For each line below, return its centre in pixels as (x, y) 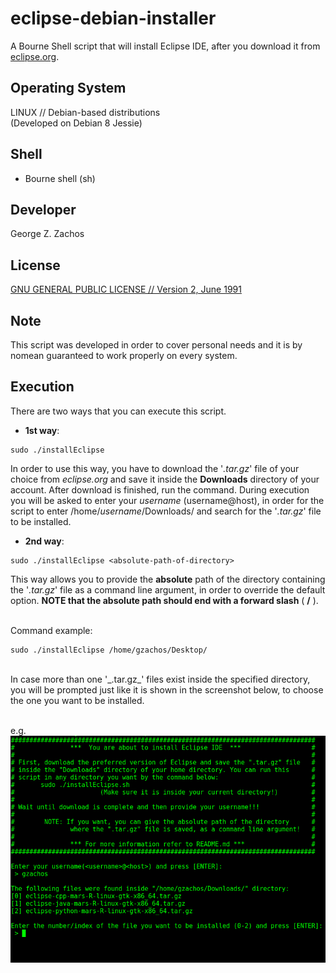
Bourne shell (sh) (60, 178)
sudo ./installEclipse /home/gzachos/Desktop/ (109, 650)
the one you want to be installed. (77, 700)
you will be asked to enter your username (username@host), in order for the (167, 500)
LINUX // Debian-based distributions (85, 112)
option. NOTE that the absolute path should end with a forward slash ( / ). (164, 600)
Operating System (68, 88)
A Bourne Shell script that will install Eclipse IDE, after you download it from (165, 46)
